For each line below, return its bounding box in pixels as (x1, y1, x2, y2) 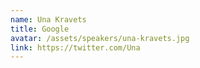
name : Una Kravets (10, 14, 87, 25)
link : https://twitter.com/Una (10, 42, 141, 53)
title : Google (10, 24, 70, 34)
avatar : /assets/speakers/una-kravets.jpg (10, 33, 190, 43)
